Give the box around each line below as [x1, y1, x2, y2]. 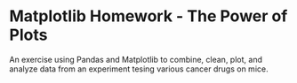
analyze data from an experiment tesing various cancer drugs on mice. [9, 64, 269, 74]
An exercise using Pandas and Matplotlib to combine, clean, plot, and [9, 54, 262, 64]
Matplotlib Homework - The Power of [9, 6, 288, 26]
